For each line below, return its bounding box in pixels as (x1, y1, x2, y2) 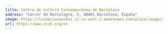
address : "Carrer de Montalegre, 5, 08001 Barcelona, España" (5, 12, 137, 17)
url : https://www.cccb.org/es (5, 21, 68, 26)
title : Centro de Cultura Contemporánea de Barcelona (5, 7, 120, 12)
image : (5, 16, 19, 21)
